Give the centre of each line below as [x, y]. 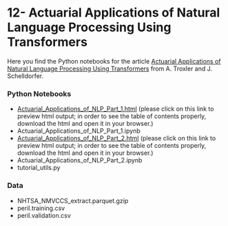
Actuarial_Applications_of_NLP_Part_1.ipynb [79, 131]
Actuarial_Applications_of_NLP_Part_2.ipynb [80, 160]
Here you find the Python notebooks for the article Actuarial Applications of [114, 61]
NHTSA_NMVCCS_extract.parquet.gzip [73, 200]
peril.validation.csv [44, 215]
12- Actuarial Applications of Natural [114, 13]
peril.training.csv [41, 208]
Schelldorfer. [25, 76]
